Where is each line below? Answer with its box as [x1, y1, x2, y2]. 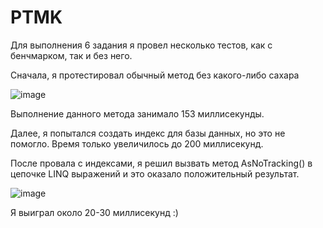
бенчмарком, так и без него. [10, 49, 133, 61]
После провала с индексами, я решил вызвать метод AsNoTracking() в [10, 157, 313, 169]
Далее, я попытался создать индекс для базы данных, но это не [10, 127, 286, 139]
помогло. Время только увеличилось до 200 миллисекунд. [10, 137, 264, 150]
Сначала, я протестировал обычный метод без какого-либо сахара [10, 69, 300, 81]
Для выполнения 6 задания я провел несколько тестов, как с [10, 39, 273, 51]
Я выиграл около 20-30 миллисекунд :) [10, 206, 179, 218]
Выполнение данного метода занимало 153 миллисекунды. [10, 107, 265, 120]
